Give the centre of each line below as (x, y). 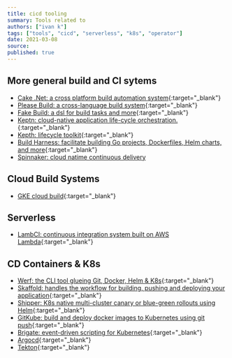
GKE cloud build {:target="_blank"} (67, 195)
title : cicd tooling (37, 14)
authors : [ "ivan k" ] (37, 27)
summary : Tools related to (46, 20)
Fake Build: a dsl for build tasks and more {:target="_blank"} (103, 112)
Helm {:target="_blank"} (51, 311)
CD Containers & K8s (54, 263)
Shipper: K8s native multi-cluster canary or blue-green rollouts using (116, 303)
